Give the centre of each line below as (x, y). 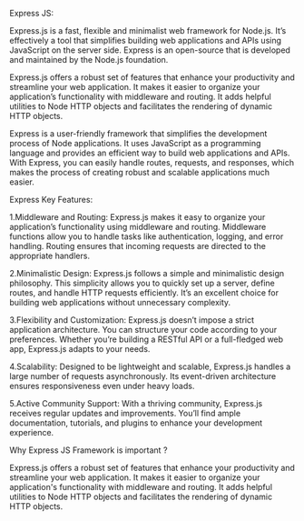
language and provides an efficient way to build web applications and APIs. (150, 153)
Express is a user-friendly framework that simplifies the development (138, 134)
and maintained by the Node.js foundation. (89, 60)
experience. (32, 432)
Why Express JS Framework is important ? (88, 450)
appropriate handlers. (50, 255)
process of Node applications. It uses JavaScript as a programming (135, 143)
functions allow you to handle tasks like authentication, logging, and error (147, 236)
